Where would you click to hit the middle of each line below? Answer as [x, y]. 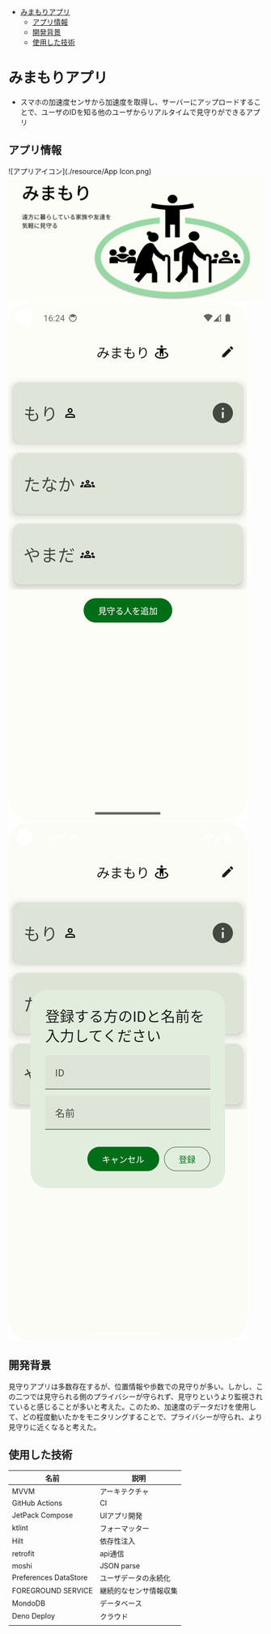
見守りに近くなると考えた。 [55, 1427]
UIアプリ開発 [121, 1515]
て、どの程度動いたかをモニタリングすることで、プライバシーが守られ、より [135, 1417]
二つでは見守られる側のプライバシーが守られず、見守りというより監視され [139, 1397]
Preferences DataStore [50, 1577]
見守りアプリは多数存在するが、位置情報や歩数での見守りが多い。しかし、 [132, 1386]
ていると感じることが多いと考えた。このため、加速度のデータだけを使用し [132, 1406]
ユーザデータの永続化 [135, 1577]
